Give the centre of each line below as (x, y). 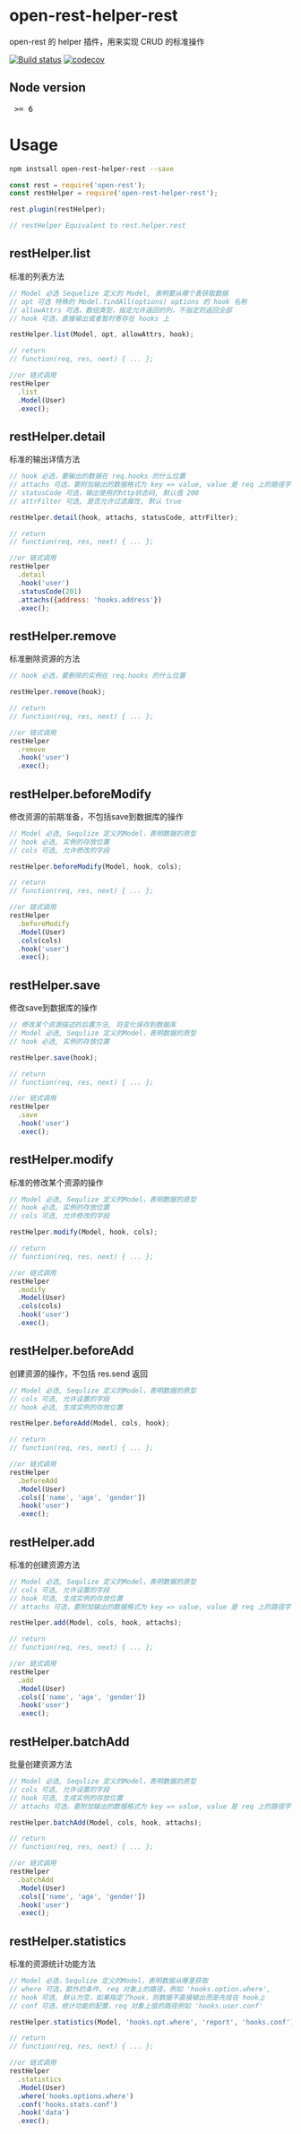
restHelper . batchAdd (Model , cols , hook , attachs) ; (106, 1822)
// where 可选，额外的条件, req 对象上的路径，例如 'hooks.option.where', (140, 1989)
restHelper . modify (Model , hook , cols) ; (84, 1232)
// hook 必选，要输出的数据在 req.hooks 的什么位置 (98, 476)
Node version (48, 87)
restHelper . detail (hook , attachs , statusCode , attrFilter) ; (124, 517)
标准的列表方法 (37, 276)
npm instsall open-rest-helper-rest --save (92, 169)
